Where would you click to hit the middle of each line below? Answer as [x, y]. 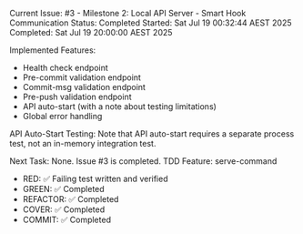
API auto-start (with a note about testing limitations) [119, 107]
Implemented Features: [53, 50]
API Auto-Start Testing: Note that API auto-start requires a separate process [152, 134]
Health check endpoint [66, 68]
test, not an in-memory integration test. [83, 143]
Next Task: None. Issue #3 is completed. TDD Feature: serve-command [143, 161]
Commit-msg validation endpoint [84, 87]
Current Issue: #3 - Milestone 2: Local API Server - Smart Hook [128, 13]
